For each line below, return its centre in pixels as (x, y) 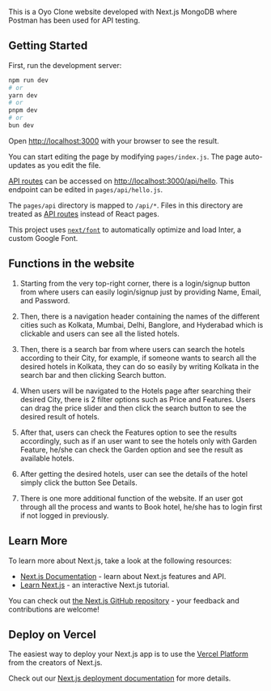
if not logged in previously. (64, 515)
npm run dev (28, 80)
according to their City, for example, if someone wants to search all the (138, 358)
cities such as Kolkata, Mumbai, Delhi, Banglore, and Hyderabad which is (142, 324)
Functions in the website (72, 264)
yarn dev (23, 95)
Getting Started (48, 46)
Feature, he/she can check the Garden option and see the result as (131, 449)
